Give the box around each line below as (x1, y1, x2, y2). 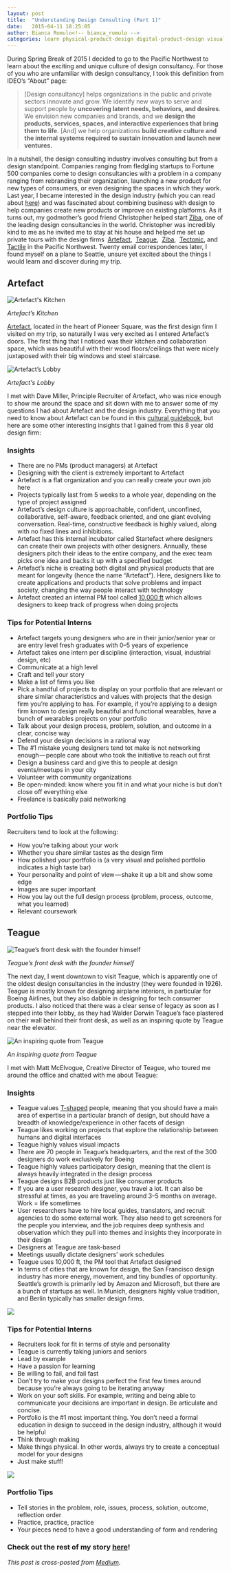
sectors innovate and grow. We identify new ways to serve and (23, 97, 202, 106)
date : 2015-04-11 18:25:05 (7, 23, 91, 30)
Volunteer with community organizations (16, 773, 132, 781)
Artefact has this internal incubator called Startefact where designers (16, 535, 213, 543)
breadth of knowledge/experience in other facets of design (16, 1118, 185, 1127)
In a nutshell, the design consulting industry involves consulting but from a (7, 155, 218, 163)
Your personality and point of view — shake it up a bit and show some (16, 870, 213, 878)
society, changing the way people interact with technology (16, 586, 184, 594)
